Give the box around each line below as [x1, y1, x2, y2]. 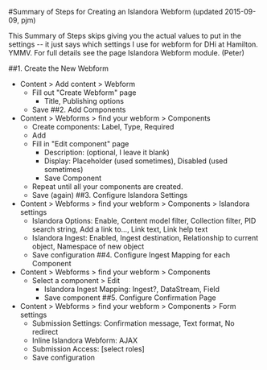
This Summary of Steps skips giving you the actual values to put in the [8, 31, 242, 40]
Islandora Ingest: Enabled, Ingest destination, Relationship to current [31, 233, 259, 242]
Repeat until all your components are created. [31, 182, 183, 191]
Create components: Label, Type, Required [31, 122, 175, 131]
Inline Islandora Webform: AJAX [31, 335, 138, 345]
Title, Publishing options [43, 97, 125, 105]
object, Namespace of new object [31, 241, 145, 251]
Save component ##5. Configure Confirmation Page [43, 293, 216, 302]
